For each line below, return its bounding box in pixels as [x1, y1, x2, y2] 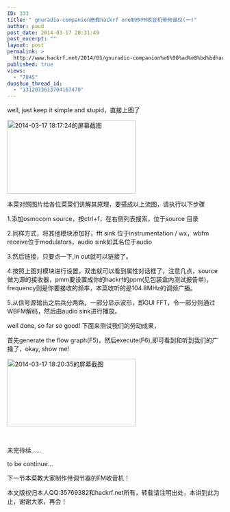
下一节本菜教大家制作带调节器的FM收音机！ [7, 474, 130, 483]
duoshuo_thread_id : [7, 80, 63, 87]
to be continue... [7, 460, 53, 468]
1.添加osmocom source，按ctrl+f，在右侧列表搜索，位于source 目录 [7, 215, 199, 223]
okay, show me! [25, 345, 70, 353]
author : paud [7, 23, 44, 29]
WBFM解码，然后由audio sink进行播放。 [7, 307, 121, 316]
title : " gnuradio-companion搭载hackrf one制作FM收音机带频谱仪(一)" [7, 16, 197, 23]
